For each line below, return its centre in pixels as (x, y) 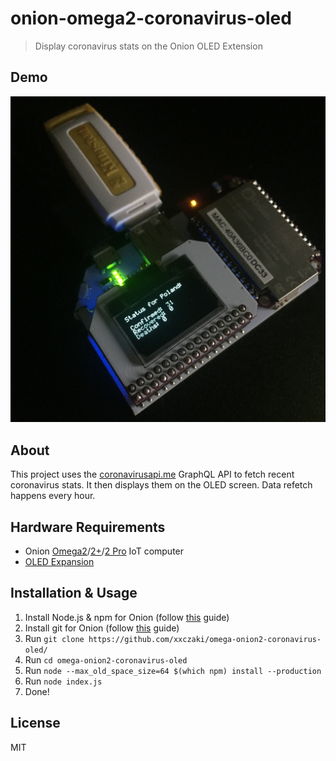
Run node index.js (63, 681)
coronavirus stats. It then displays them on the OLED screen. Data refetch (161, 485)
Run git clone (54, 638)
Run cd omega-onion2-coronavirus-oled (106, 659)
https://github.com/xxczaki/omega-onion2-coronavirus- (205, 639)
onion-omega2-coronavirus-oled (151, 18)
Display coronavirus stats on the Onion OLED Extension (148, 46)
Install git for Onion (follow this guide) (102, 628)
